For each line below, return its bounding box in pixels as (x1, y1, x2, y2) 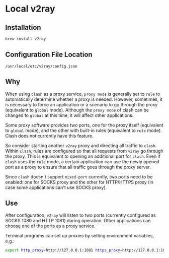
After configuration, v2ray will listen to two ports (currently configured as (5, 212, 156, 218)
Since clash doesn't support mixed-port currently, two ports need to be (5, 173, 153, 179)
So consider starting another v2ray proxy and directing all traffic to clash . (5, 142, 157, 149)
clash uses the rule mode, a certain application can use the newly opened (5, 158, 159, 164)
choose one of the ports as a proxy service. (5, 223, 96, 229)
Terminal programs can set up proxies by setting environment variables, (5, 233, 154, 239)
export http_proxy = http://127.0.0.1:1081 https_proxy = (5, 248, 123, 253)
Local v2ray (5, 3, 55, 15)
